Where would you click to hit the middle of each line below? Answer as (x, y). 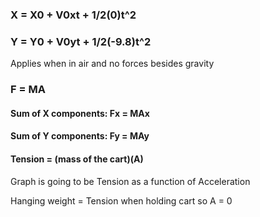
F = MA (28, 90)
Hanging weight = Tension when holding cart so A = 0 (121, 200)
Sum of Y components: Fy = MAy (80, 136)
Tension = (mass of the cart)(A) (77, 159)
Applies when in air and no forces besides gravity (112, 64)
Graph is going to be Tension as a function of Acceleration (130, 181)
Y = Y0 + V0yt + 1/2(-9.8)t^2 (81, 41)
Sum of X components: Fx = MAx (80, 113)
